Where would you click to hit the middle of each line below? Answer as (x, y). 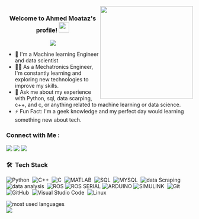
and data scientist (36, 61)
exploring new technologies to (52, 80)
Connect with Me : (33, 135)
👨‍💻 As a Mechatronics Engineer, (54, 67)
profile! (47, 30)
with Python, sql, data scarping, (53, 99)
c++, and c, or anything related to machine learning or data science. (98, 105)
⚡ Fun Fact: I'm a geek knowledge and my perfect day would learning (99, 112)
